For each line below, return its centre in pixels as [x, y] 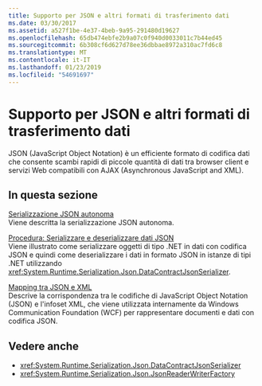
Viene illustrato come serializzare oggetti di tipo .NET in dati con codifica [127, 247]
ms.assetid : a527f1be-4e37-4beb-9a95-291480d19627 [94, 30]
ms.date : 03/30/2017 [43, 23]
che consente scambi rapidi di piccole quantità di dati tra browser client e [129, 162]
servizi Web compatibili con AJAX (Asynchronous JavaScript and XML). [126, 170]
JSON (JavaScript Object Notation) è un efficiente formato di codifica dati [129, 153]
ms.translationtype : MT [48, 53]
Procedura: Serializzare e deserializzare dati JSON [91, 238]
